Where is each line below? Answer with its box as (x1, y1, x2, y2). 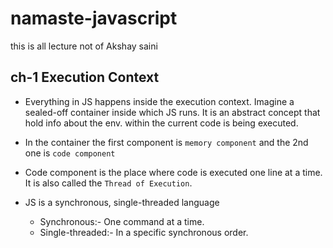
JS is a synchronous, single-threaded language (24, 196, 220, 208)
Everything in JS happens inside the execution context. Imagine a (24, 95, 295, 107)
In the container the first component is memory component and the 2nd (24, 136, 309, 148)
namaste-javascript (10, 7, 178, 30)
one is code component (24, 147, 116, 159)
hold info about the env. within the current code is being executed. (24, 117, 299, 129)
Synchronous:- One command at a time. (39, 215, 205, 227)
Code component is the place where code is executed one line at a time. (24, 166, 323, 178)
